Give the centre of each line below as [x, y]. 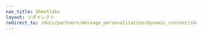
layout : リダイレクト [30, 17]
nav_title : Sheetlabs [33, 12]
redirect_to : [22, 23]
